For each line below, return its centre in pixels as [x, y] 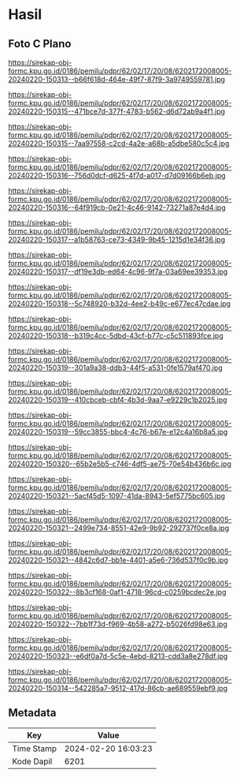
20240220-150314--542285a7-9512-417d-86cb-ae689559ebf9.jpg [118, 688]
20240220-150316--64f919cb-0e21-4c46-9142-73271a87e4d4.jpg [117, 207]
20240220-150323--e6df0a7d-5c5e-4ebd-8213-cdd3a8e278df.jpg [118, 656]
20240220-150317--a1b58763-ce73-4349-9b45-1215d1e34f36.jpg [117, 239]
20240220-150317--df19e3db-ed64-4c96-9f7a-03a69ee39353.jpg [118, 271]
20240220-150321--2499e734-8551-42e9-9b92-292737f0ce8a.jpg [119, 528]
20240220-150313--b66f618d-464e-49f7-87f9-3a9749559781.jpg [117, 79]
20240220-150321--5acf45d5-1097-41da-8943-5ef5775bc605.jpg [117, 496]
